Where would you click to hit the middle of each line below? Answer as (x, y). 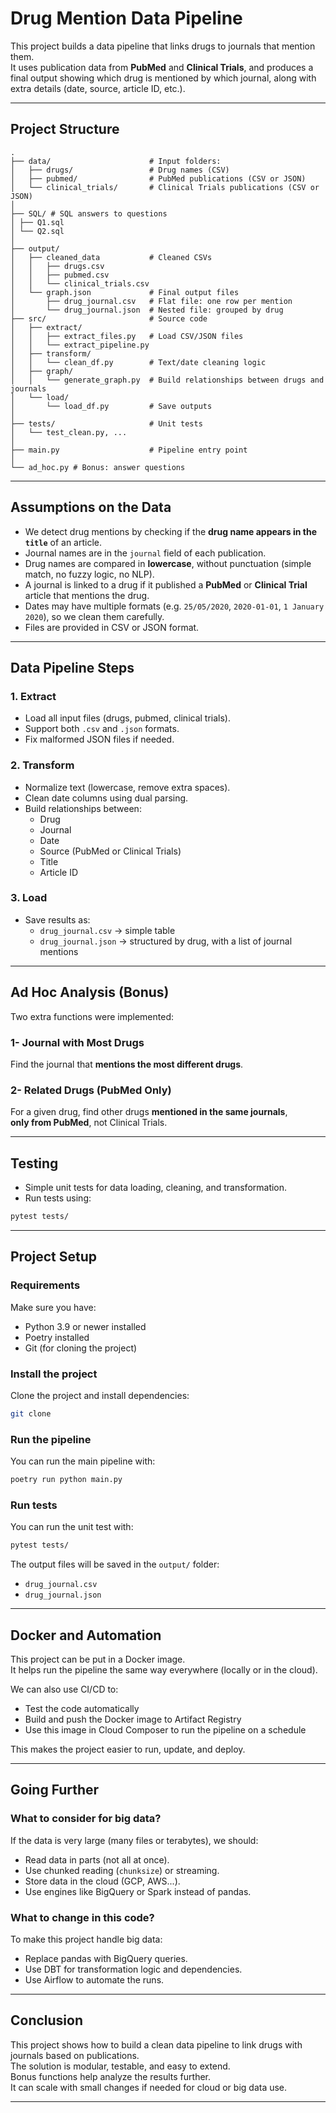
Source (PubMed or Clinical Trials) (110, 851)
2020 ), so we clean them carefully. (94, 616)
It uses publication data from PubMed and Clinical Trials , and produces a (162, 67)
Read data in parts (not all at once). (97, 1859)
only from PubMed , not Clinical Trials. (89, 1123)
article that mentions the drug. (87, 595)
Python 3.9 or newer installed (85, 1326)
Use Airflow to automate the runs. (94, 1979)
